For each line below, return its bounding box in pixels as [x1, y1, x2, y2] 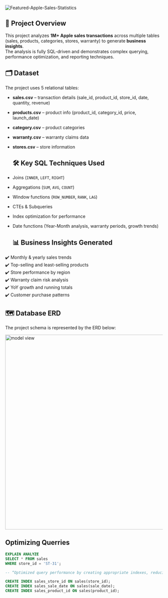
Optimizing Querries [5, 538, 70, 547]
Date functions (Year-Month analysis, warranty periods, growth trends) [12, 223, 159, 229]
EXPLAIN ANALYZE [5, 551, 39, 556]
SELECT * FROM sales [5, 556, 48, 561]
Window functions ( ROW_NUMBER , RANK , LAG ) [12, 194, 97, 200]
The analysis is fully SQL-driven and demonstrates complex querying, [5, 48, 149, 55]
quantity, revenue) [12, 100, 50, 106]
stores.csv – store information [12, 144, 75, 150]
